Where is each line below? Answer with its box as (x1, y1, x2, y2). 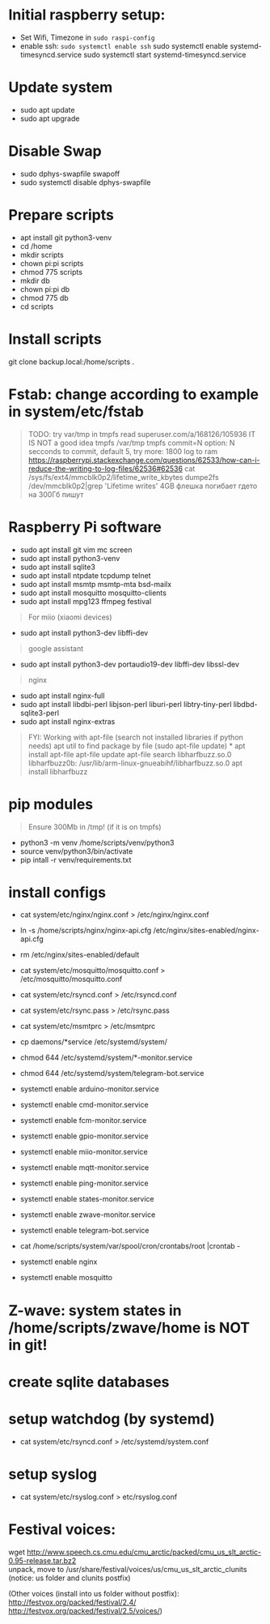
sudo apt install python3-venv (19, 553, 120, 563)
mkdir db (19, 276, 50, 285)
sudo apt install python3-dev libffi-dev (19, 628, 149, 637)
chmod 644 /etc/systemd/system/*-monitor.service (19, 1052, 192, 1063)
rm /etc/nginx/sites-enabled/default (19, 950, 140, 960)
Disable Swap (8, 142, 103, 161)
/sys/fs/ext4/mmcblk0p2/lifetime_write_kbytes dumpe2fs (27, 472, 220, 482)
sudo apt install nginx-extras (19, 716, 116, 726)
